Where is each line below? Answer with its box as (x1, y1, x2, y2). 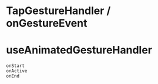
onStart (6, 63, 25, 69)
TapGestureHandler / (6, 4, 111, 18)
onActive (6, 68, 28, 74)
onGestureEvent (6, 16, 88, 30)
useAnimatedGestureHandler (6, 43, 153, 57)
